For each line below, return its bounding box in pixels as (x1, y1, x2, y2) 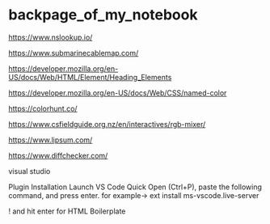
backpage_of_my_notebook (8, 6, 198, 24)
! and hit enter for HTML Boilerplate (8, 206, 126, 216)
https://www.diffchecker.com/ (8, 150, 108, 160)
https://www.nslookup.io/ (8, 32, 93, 42)
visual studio (8, 166, 51, 175)
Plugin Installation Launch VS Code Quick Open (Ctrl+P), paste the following (8, 182, 263, 192)
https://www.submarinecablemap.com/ (8, 48, 139, 57)
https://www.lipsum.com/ (8, 135, 93, 145)
